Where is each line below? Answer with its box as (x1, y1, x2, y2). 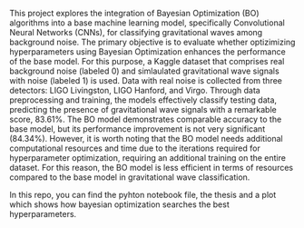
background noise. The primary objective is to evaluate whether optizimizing (9, 36, 296, 47)
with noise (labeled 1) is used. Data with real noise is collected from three (9, 75, 283, 85)
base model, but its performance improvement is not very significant (9, 124, 266, 134)
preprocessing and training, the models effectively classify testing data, (9, 94, 278, 105)
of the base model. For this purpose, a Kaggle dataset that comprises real (9, 56, 285, 66)
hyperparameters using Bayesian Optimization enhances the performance (9, 46, 286, 57)
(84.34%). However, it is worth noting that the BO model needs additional (9, 134, 283, 144)
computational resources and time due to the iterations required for (9, 143, 260, 154)
